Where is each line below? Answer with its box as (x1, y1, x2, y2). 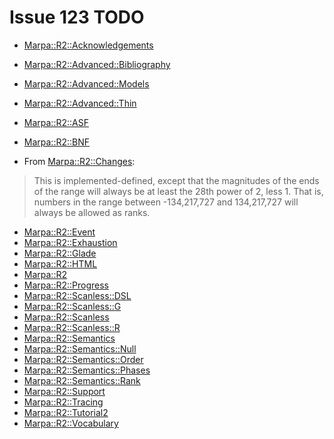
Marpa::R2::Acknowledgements (23, 39, 154, 51)
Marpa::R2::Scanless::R (23, 321, 121, 333)
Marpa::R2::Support (23, 385, 106, 397)
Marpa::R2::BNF (23, 136, 91, 148)
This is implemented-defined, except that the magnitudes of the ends (33, 174, 320, 186)
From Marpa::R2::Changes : (23, 155, 136, 167)
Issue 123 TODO (9, 6, 145, 29)
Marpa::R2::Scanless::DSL (23, 289, 132, 301)
